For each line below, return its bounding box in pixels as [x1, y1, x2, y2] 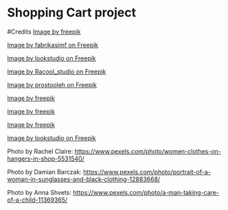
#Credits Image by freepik [7, 27, 81, 36]
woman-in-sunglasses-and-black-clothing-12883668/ [7, 175, 161, 183]
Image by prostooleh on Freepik [7, 80, 98, 89]
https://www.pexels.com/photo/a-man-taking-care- [73, 188, 220, 196]
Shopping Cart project [7, 5, 136, 21]
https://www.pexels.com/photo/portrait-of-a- [83, 167, 211, 176]
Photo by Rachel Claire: [7, 147, 73, 155]
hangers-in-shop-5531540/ [7, 154, 84, 163]
